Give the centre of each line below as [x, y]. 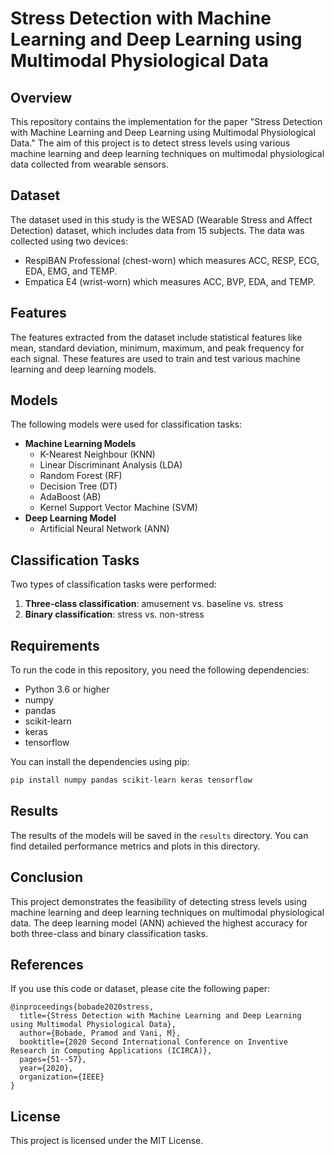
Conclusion [47, 877]
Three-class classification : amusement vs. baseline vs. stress [154, 604]
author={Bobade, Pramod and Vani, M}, [100, 1033]
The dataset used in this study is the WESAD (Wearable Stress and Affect [161, 219]
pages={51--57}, [53, 1060]
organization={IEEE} [62, 1077]
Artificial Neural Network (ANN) [104, 529]
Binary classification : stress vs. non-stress [114, 614]
